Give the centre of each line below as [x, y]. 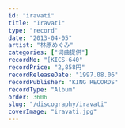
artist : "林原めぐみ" [41, 45]
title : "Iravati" [37, 23]
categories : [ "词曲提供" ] [49, 52]
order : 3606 [28, 97]
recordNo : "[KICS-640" [45, 60]
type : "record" [33, 30]
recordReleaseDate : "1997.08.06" [63, 75]
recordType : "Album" [42, 89]
